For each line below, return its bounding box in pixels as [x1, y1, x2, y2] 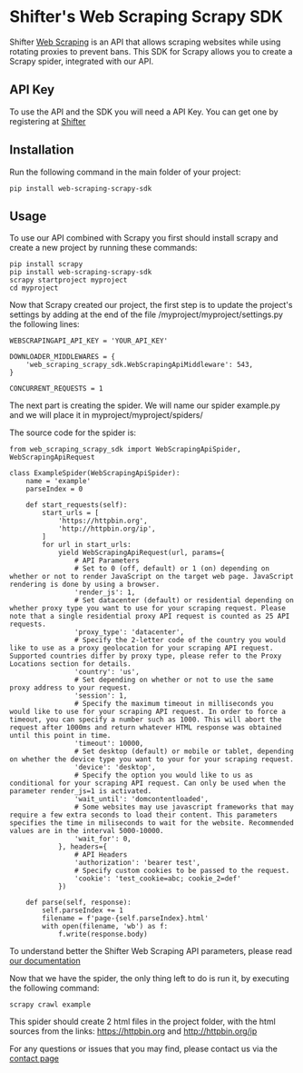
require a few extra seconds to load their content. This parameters [9, 810, 279, 820]
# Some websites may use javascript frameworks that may [73, 802, 295, 812]
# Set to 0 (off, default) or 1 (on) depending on [73, 564, 270, 573]
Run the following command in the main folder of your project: [9, 166, 241, 177]
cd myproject [9, 283, 59, 293]
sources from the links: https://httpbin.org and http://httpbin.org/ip [9, 1026, 258, 1037]
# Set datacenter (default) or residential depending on [73, 596, 295, 605]
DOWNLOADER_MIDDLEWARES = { [9, 353, 116, 362]
